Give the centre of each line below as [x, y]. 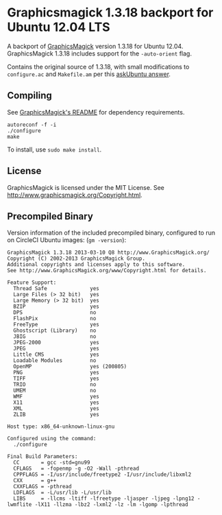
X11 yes [56, 403]
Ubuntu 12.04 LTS [59, 27]
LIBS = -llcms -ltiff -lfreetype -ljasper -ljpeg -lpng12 [104, 499]
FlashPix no [55, 319]
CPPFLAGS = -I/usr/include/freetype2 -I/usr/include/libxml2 [102, 475]
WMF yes [56, 397]
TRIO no [55, 385]
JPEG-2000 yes [56, 343]
